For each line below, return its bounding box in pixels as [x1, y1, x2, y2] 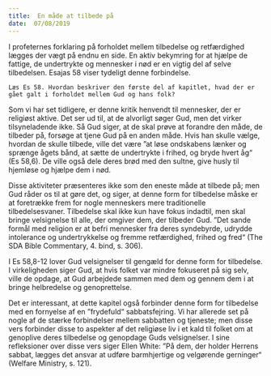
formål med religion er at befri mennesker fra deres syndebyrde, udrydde [8, 224, 253, 233]
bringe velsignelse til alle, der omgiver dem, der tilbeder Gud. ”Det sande [8, 215, 252, 224]
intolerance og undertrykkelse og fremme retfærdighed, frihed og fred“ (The [8, 232, 263, 241]
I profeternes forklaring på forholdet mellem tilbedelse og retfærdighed [8, 41, 245, 51]
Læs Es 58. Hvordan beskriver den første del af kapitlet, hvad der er [8, 83, 255, 92]
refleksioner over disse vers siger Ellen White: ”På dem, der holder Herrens [8, 341, 259, 351]
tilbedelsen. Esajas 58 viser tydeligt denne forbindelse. [8, 67, 192, 77]
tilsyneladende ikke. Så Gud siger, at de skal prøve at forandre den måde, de [8, 122, 263, 131]
